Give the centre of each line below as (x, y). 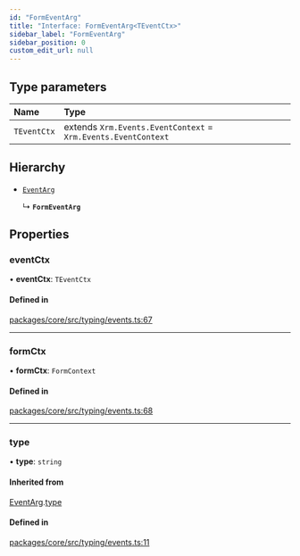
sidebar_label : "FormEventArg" (67, 34)
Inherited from (37, 482)
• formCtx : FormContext (53, 370)
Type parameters (58, 87)
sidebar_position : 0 (48, 42)
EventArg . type (36, 502)
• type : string (36, 461)
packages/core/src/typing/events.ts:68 (81, 411)
